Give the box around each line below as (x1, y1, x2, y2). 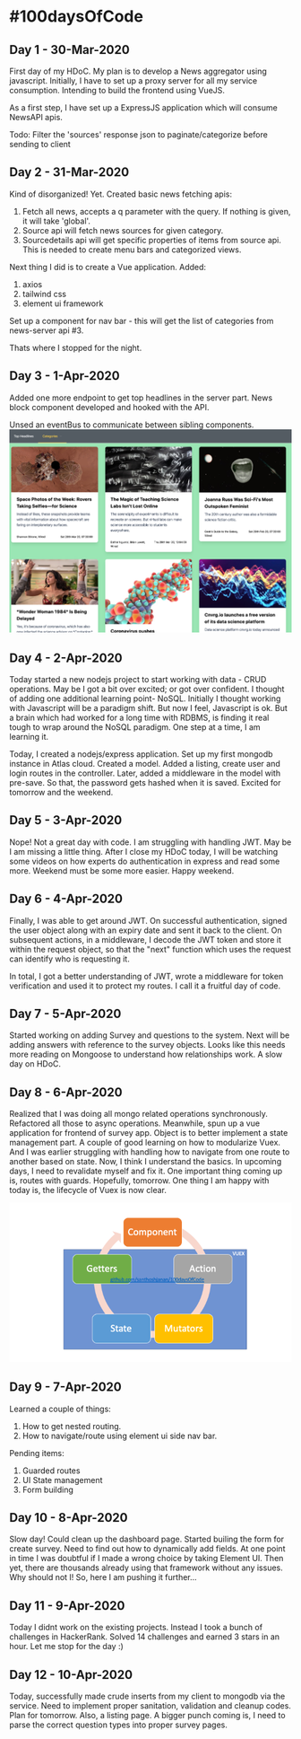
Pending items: (9, 1447, 64, 1458)
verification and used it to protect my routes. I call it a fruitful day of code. (9, 980, 281, 991)
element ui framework (21, 298, 104, 309)
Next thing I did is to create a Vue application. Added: (9, 261, 207, 272)
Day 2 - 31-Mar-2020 (9, 164, 130, 180)
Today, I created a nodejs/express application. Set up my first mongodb (9, 749, 273, 760)
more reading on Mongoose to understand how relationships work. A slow (9, 1049, 283, 1060)
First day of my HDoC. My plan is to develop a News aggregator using (9, 66, 267, 76)
